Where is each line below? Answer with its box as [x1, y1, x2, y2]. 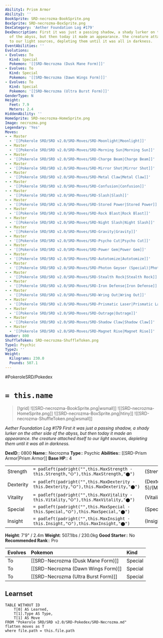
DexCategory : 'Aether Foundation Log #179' [5, 25, 95, 30]
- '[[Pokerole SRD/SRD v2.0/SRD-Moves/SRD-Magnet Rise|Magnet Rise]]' [9, 329, 155, 334]
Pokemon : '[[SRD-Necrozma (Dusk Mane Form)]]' [9, 61, 105, 66]
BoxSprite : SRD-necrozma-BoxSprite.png [5, 20, 86, 26]
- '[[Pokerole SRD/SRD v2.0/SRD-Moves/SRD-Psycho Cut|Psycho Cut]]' [9, 238, 151, 243]
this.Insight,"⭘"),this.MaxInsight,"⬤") [33, 521, 130, 526]
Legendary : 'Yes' [5, 125, 40, 130]
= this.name [5, 391, 53, 400]
